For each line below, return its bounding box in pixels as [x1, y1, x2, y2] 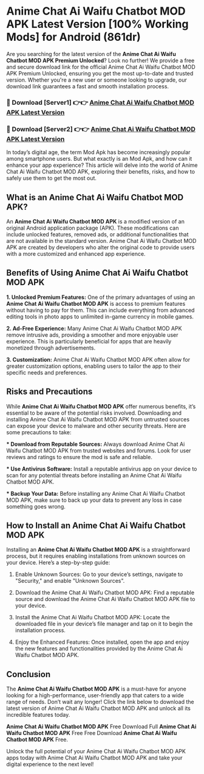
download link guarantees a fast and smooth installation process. [6, 82, 169, 90]
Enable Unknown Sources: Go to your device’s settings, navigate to [15, 571, 183, 578]
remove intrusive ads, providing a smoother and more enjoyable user [6, 331, 178, 339]
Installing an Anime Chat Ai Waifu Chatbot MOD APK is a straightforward [6, 546, 190, 554]
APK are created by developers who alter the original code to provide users [6, 244, 195, 251]
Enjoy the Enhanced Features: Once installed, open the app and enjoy [15, 638, 189, 646]
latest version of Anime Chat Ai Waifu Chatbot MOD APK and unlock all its [6, 705, 191, 712]
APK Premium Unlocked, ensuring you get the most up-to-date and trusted [6, 69, 194, 77]
